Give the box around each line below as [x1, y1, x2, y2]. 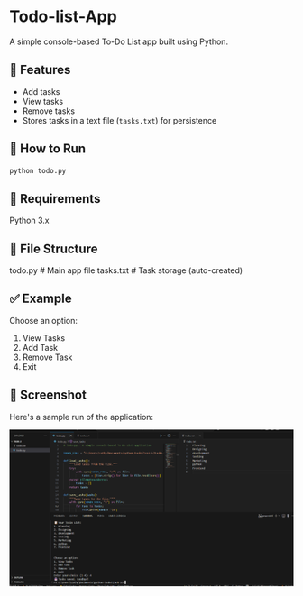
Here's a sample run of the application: [9, 411, 154, 422]
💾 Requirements [9, 191, 101, 206]
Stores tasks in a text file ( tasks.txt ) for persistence [22, 115, 217, 125]
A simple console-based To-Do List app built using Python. [9, 36, 228, 47]
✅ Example [9, 291, 72, 307]
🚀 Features [9, 62, 71, 78]
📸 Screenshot [9, 388, 87, 403]
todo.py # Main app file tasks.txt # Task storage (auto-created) [9, 265, 243, 276]
